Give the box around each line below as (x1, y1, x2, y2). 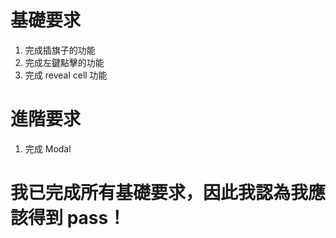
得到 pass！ (28, 207, 127, 230)
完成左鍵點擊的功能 (24, 56, 105, 68)
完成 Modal (24, 142, 72, 155)
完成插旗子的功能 (24, 44, 96, 56)
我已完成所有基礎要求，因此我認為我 (10, 182, 309, 205)
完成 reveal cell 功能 (24, 69, 108, 81)
